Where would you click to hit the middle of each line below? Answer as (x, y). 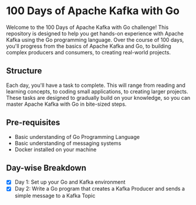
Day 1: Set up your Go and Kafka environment (70, 182)
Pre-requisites (33, 123)
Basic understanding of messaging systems (68, 143)
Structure (24, 71)
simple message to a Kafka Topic (55, 196)
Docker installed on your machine (55, 149)
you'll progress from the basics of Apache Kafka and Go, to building (89, 46)
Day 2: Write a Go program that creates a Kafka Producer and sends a (99, 189)
